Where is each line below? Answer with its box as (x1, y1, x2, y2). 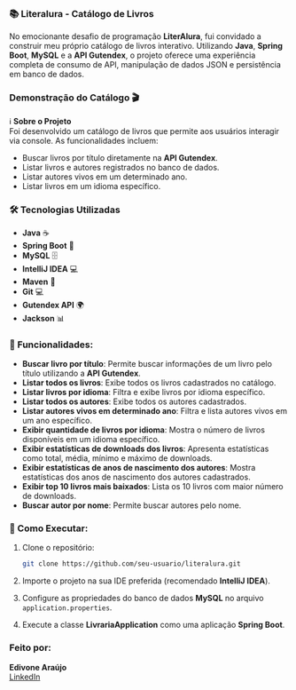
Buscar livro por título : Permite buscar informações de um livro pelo (21, 359, 273, 369)
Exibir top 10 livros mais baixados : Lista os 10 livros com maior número (21, 481, 284, 492)
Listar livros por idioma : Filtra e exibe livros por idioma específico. (21, 387, 266, 398)
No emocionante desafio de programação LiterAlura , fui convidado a (9, 31, 261, 42)
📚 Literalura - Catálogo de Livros (9, 7, 154, 20)
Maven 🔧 (21, 276, 56, 287)
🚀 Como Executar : (9, 522, 89, 535)
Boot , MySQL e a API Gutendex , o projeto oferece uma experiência (9, 50, 256, 60)
